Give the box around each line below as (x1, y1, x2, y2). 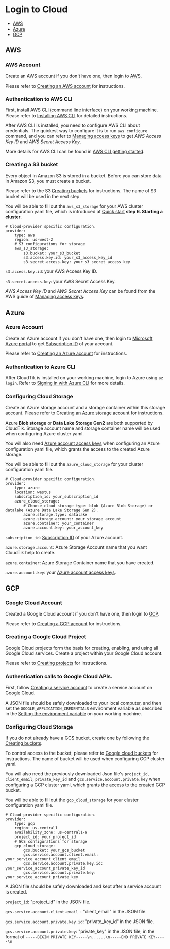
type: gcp (14, 821, 36, 826)
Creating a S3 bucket (5, 161, 58, 168)
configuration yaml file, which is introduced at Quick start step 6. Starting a (5, 209, 163, 215)
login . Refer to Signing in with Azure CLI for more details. (5, 380, 125, 386)
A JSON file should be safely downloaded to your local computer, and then (5, 700, 161, 706)
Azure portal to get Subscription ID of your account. (5, 340, 114, 347)
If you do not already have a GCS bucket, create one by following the (5, 735, 150, 741)
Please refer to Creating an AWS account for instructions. (5, 82, 125, 89)
